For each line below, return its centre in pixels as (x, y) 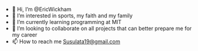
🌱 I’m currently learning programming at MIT (67, 22)
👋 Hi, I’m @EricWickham (42, 9)
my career (25, 35)
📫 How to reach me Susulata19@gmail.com (66, 41)
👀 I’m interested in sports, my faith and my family (72, 16)
